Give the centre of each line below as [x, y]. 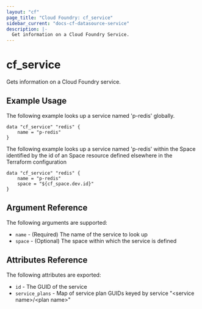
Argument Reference [47, 208]
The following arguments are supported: [57, 222]
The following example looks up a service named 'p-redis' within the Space [101, 149]
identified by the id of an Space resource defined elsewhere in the [89, 155]
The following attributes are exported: [54, 275]
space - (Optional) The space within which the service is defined [96, 241]
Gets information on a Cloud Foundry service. [63, 82]
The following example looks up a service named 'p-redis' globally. [91, 115]
